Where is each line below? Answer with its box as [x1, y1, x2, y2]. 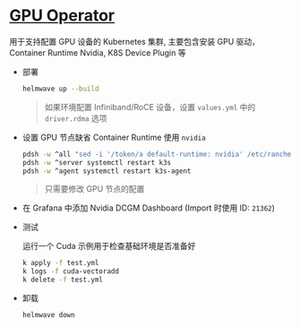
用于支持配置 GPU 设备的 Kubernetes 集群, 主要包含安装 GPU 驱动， [9, 36, 261, 47]
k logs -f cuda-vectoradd [21, 267, 119, 276]
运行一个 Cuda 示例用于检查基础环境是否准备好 [21, 241, 196, 252]
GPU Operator [9, 5, 116, 26]
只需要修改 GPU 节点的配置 [44, 184, 145, 194]
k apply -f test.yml [21, 259, 99, 268]
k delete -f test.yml [21, 275, 104, 285]
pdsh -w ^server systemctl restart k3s [21, 158, 172, 167]
